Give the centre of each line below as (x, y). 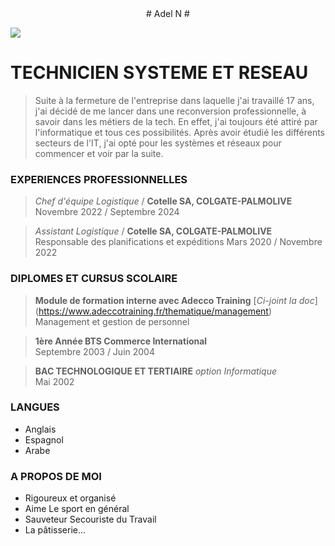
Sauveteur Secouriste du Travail (90, 519)
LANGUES (35, 407)
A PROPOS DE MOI (56, 476)
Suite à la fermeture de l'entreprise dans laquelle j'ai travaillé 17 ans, (174, 100)
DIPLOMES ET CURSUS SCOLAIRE (94, 279)
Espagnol (44, 439)
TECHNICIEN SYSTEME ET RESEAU (159, 73)
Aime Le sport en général (77, 509)
